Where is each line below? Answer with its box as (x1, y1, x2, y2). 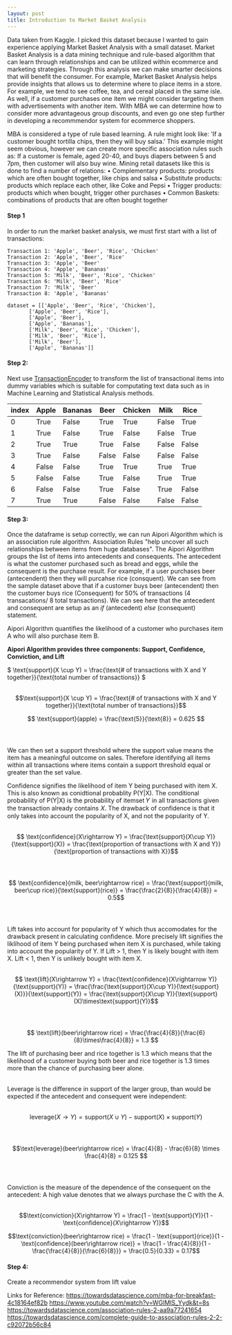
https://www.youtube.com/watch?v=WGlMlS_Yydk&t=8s (49, 1298, 210, 1307)
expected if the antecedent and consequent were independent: (7, 1092, 187, 1101)
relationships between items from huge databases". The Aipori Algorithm (7, 545, 214, 553)
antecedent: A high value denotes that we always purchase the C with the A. (7, 1191, 224, 1199)
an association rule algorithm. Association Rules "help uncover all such (7, 538, 209, 546)
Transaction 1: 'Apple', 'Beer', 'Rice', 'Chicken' (7, 247, 159, 254)
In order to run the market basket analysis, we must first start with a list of (7, 227, 217, 235)
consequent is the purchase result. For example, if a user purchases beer (7, 567, 215, 576)
